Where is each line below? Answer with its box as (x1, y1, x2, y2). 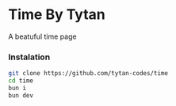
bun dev (8, 91, 34, 100)
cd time (8, 77, 34, 85)
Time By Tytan (8, 6, 105, 24)
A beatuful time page (8, 32, 77, 41)
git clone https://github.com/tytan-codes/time (8, 70, 169, 78)
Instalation (8, 51, 51, 62)
